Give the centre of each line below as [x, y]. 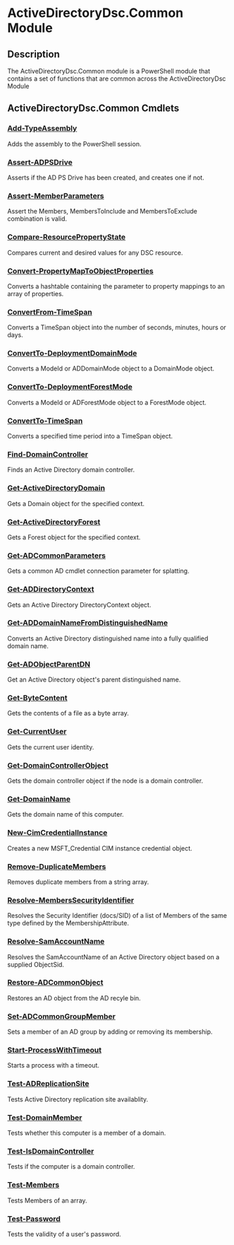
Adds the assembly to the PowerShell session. [74, 144]
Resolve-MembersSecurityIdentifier [71, 900]
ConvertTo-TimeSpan [45, 421]
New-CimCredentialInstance [57, 833]
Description [33, 54]
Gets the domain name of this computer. [66, 814]
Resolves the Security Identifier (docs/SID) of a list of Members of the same [117, 916]
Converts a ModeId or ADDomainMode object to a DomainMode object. [111, 368]
